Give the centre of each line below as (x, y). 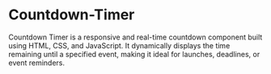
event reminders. (36, 63)
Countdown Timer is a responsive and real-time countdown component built (135, 37)
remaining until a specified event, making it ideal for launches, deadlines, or (134, 54)
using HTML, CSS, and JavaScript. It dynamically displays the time (119, 45)
